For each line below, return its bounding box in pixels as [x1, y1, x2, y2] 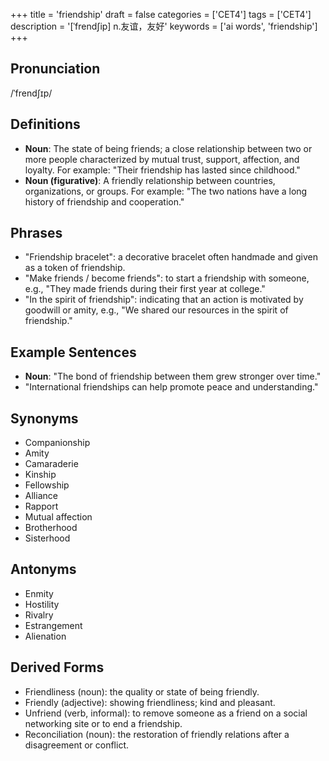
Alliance [24, 490, 58, 502]
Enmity [24, 587, 54, 599]
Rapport [24, 500, 59, 513]
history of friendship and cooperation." [24, 195, 185, 208]
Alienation [24, 630, 67, 642]
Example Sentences [10, 344, 137, 361]
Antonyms [10, 561, 77, 578]
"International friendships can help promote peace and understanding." [24, 381, 319, 393]
